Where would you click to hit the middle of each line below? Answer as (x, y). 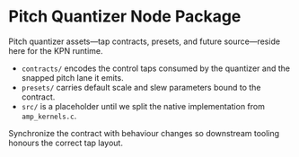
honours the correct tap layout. (66, 143)
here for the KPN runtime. (56, 50)
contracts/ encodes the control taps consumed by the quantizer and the (156, 68)
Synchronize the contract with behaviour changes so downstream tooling (144, 133)
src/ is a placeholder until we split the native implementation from (143, 106)
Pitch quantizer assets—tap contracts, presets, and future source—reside (144, 41)
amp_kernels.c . (49, 116)
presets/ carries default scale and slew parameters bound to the (141, 87)
